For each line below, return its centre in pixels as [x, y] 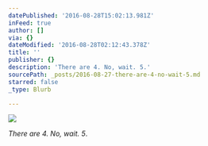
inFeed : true [30, 23]
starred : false [33, 82]
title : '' [25, 52]
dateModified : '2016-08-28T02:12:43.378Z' [79, 45]
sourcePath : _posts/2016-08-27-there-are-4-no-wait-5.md [104, 75]
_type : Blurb [30, 89]
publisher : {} [32, 60]
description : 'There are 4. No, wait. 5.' [79, 67]
